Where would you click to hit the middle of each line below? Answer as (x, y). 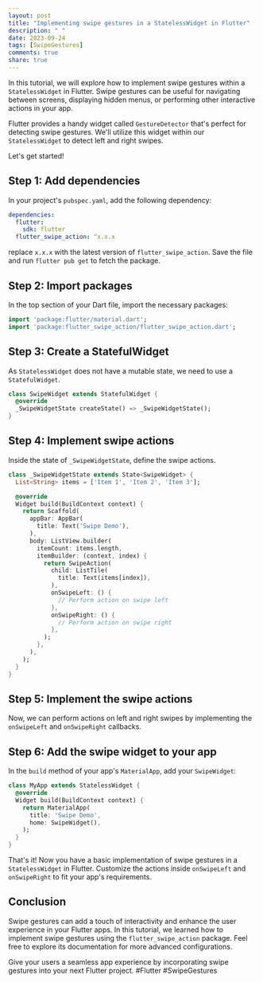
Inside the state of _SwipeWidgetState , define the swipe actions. (112, 460)
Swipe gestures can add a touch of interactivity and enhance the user (122, 921)
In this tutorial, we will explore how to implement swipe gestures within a (127, 82)
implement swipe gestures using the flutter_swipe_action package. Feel (128, 938)
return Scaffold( (51, 511)
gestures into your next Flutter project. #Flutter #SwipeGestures (113, 970)
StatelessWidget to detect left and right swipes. (86, 140)
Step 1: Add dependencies (74, 181)
